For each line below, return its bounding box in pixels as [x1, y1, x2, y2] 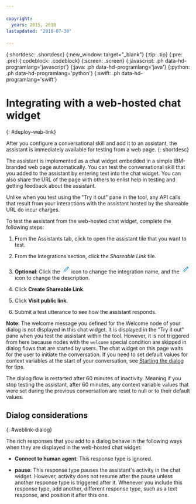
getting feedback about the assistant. [6, 182, 97, 190]
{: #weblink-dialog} [6, 426, 53, 433]
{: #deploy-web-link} [6, 128, 57, 136]
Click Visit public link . [14, 297, 68, 305]
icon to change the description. [14, 275, 90, 282]
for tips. [6, 364, 25, 371]
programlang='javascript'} [6, 63, 69, 70]
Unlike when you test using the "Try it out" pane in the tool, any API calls [6, 194, 181, 201]
